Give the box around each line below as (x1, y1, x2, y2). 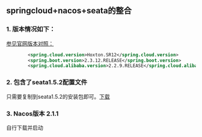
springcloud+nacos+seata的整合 (6, 5, 132, 16)
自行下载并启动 (6, 124, 43, 131)
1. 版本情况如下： (6, 25, 56, 34)
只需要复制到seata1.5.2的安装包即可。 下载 (6, 93, 110, 100)
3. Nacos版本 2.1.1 (6, 109, 59, 118)
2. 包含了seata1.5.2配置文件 (6, 78, 88, 87)
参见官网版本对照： (6, 39, 54, 47)
